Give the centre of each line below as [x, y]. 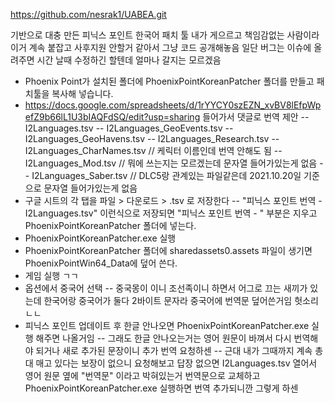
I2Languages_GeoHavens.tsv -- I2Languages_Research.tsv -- [152, 138]
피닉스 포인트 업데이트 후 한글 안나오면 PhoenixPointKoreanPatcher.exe [167, 325]
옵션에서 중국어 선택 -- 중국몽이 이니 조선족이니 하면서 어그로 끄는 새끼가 [166, 288]
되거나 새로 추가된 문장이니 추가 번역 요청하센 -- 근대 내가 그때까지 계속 [174, 350]
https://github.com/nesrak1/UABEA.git [88, 14]
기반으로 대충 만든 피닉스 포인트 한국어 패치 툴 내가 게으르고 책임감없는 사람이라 [165, 35]
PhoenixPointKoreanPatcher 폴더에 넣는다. [110, 225]
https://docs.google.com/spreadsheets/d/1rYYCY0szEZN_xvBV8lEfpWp [173, 105]
